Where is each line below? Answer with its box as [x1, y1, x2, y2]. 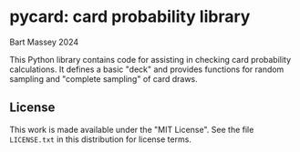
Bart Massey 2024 [9, 36, 79, 47]
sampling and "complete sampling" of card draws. [9, 73, 198, 84]
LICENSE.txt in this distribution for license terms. [9, 134, 191, 145]
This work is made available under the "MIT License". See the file [9, 124, 254, 135]
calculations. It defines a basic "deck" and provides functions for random [9, 64, 284, 75]
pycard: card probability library [9, 6, 251, 27]
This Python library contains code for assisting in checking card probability [9, 54, 292, 65]
